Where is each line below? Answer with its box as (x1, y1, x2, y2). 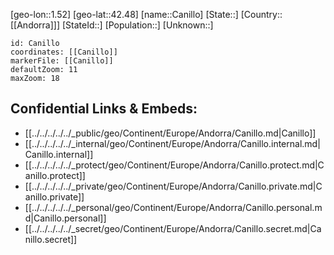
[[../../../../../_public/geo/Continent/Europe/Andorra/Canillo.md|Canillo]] (24, 127, 317, 139)
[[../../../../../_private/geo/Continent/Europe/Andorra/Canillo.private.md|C (24, 180, 323, 192)
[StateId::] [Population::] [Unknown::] (61, 19, 214, 31)
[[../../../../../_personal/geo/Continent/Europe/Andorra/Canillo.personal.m (24, 201, 323, 213)
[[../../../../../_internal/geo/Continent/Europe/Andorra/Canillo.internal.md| (24, 137, 321, 149)
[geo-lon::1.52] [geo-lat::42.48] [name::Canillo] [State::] (10, 9, 239, 20)
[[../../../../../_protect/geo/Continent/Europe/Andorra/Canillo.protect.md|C (24, 159, 325, 171)
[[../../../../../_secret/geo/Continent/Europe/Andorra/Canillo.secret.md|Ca (24, 222, 322, 234)
